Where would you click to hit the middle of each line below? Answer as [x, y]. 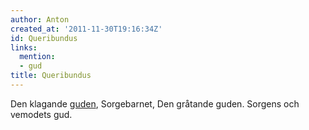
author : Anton [40, 19]
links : [24, 47]
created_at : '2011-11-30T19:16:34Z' [86, 29]
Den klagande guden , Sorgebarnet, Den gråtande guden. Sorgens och [155, 103]
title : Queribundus [51, 76]
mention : [37, 57]
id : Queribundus [44, 38]
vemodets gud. [41, 114]
